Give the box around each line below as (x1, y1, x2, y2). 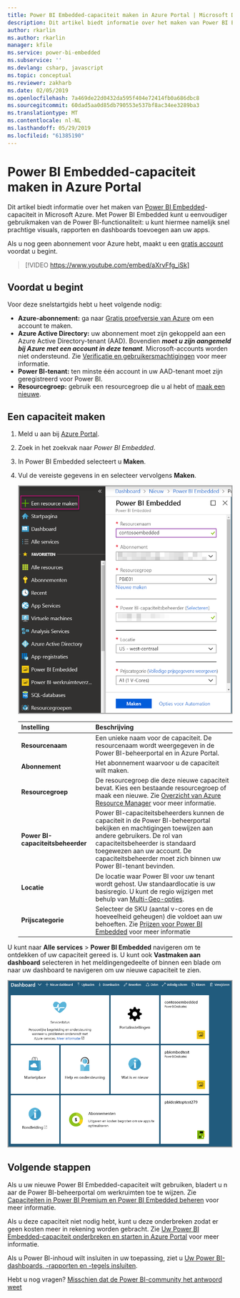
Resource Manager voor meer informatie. (95, 799, 216, 807)
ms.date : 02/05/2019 (7, 86, 69, 94)
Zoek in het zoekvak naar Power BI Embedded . (17, 444, 156, 452)
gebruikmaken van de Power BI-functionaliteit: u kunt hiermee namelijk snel (7, 218, 230, 226)
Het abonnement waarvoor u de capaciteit (95, 758, 219, 767)
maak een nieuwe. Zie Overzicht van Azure (95, 792, 221, 800)
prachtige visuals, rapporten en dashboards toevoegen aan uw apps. (7, 225, 211, 234)
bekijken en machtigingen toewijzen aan (95, 824, 214, 832)
